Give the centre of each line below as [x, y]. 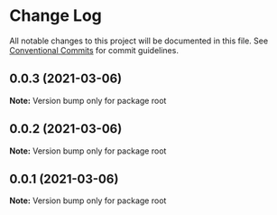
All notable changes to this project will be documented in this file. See [139, 41]
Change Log [55, 16]
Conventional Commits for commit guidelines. [94, 50]
